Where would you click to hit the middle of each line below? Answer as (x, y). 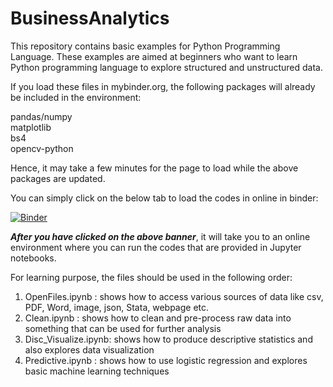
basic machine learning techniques (97, 371)
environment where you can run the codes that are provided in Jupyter (156, 247)
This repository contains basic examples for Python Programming (145, 46)
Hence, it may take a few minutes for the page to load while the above (154, 168)
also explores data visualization (89, 349)
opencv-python (42, 148)
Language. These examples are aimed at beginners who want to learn (154, 56)
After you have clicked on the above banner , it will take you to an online (160, 236)
